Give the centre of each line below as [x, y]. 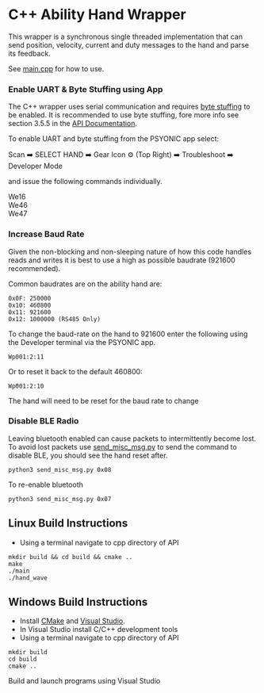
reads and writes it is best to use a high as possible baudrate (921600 [122, 260]
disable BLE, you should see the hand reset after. [88, 455]
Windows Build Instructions [78, 602]
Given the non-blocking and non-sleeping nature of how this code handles [130, 251]
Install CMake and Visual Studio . [72, 621]
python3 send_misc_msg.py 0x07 [60, 499]
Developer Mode [36, 166]
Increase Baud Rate [46, 234]
